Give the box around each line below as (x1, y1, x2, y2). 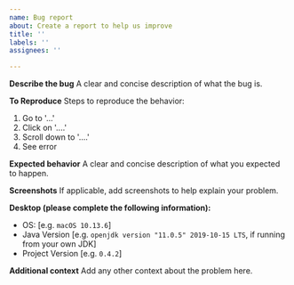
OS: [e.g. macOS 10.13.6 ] (21, 220, 112, 231)
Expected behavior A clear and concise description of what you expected (9, 159, 281, 169)
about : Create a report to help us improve (9, 21, 173, 30)
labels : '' (9, 37, 50, 47)
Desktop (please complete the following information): (9, 202, 211, 214)
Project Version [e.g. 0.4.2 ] (21, 248, 123, 259)
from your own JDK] (21, 239, 97, 249)
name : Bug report (9, 12, 74, 22)
